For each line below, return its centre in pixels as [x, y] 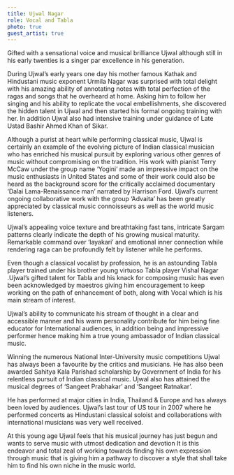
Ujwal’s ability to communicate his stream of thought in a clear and [103, 314]
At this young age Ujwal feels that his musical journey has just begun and [112, 436]
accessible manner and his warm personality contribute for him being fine [114, 321]
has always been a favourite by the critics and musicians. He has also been [115, 365]
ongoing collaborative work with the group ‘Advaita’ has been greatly [106, 199]
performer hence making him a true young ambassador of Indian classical [114, 336]
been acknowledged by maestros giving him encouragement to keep [106, 285]
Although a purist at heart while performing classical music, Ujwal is [105, 140]
